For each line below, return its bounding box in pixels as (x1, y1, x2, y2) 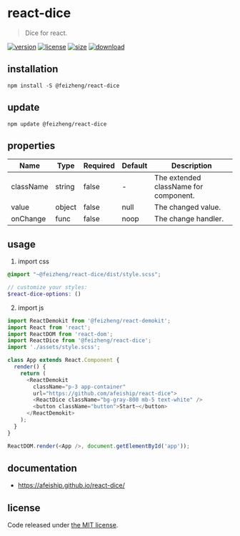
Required (83, 161, 116, 171)
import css (17, 257, 50, 266)
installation (7, 63, 59, 76)
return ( (20, 370, 46, 377)
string (55, 182, 75, 192)
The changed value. (154, 202, 221, 212)
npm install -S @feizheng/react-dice (7, 82, 120, 89)
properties (7, 139, 56, 151)
